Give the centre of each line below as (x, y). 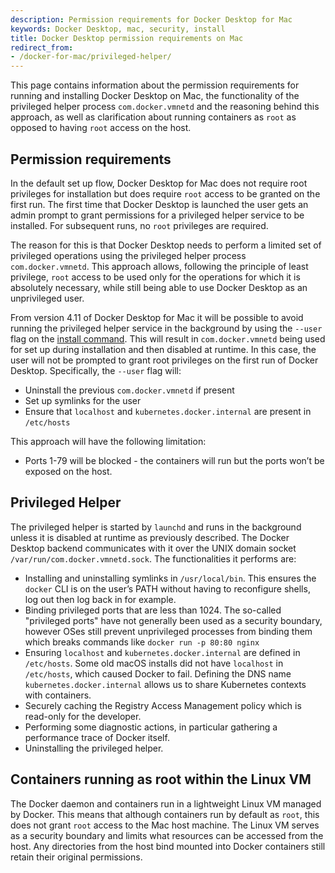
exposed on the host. (68, 471)
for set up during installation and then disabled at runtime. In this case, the (163, 349)
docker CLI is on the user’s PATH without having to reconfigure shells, (167, 588)
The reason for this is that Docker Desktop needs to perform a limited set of (166, 245)
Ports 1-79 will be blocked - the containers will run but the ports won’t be (174, 460)
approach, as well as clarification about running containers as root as (153, 117)
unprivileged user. (47, 298)
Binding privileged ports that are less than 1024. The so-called (153, 610)
